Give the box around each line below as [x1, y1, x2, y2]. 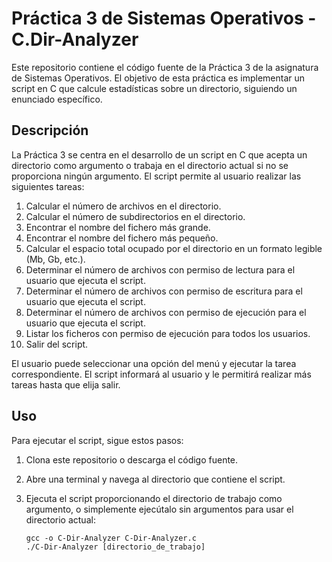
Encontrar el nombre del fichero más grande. [25, 221, 211, 233]
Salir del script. [25, 338, 89, 350]
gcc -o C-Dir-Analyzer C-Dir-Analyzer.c [25, 533, 197, 543]
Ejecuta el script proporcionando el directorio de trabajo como [25, 492, 283, 504]
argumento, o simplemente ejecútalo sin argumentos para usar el [25, 503, 294, 515]
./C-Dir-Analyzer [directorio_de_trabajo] [25, 542, 206, 552]
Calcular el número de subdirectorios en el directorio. [25, 210, 246, 222]
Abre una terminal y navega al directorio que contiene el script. [25, 473, 286, 485]
